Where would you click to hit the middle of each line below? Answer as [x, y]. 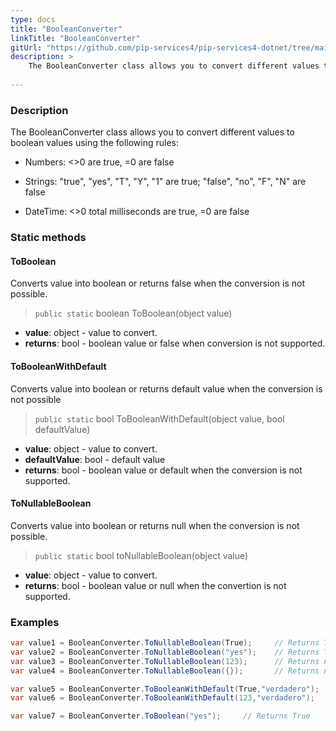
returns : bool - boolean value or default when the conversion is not [163, 470]
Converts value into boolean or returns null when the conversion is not [155, 525]
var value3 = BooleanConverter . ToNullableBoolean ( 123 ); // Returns [165, 661]
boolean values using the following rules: [95, 143]
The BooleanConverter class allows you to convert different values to [152, 132]
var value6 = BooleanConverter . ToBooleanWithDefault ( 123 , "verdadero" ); [162, 698]
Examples [35, 622]
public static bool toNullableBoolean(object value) [141, 555]
